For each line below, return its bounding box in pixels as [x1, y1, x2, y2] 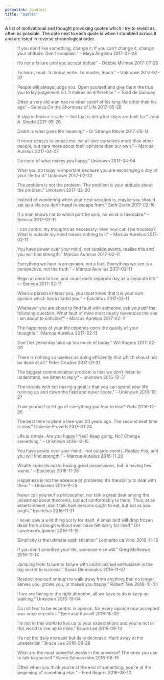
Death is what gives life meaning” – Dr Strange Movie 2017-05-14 [17, 128, 149, 134]
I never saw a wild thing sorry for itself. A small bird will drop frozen [17, 517, 153, 523]
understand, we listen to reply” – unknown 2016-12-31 [17, 374, 126, 380]
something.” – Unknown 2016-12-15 [17, 438, 89, 444]
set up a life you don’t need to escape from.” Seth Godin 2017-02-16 [17, 202, 155, 208]
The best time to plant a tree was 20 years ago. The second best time [17, 418, 158, 424]
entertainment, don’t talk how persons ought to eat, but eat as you [17, 502, 151, 508]
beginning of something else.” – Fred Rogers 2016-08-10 [17, 669, 132, 675]
